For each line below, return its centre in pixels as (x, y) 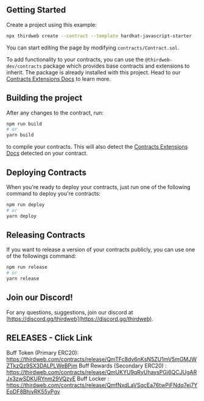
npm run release (27, 268)
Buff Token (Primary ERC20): (43, 352)
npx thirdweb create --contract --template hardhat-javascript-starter (99, 36)
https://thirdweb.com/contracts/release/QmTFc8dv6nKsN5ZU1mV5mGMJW (101, 359)
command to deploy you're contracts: (53, 193)
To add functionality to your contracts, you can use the (75, 59)
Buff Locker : (93, 378)
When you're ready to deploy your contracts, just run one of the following (98, 187)
